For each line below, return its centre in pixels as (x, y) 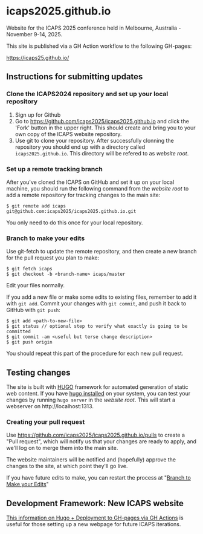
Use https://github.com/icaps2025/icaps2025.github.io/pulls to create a (96, 435)
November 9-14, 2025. (34, 34)
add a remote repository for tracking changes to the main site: (83, 195)
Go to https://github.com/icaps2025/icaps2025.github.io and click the (102, 121)
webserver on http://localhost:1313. (50, 406)
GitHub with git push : (33, 310)
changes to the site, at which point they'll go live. (67, 466)
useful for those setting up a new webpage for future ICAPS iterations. (94, 524)
